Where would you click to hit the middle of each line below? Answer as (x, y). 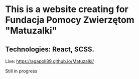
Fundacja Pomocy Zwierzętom (70, 20)
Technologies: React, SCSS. (50, 49)
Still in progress (21, 71)
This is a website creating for (67, 9)
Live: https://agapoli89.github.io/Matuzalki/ (50, 61)
